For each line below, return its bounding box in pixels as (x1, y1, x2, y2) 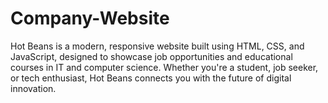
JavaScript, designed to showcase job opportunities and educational (10, 50, 293, 62)
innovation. (10, 82, 57, 94)
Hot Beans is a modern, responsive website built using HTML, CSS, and (10, 40, 305, 52)
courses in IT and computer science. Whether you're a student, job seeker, (10, 61, 319, 73)
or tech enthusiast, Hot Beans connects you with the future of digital (10, 72, 292, 84)
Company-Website (10, 7, 170, 30)
